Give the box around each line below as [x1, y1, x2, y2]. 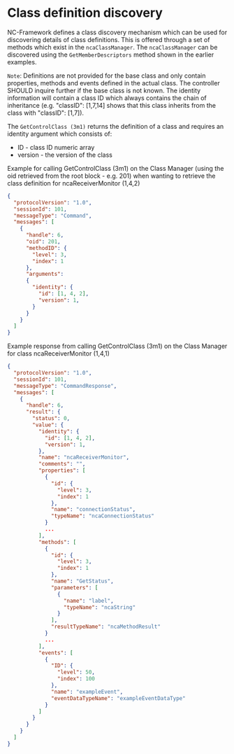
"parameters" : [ [51, 584, 98, 591]
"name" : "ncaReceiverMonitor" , [38, 454, 130, 461]
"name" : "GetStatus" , [51, 578, 114, 585]
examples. [7, 57, 37, 66]
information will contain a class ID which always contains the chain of [7, 93, 207, 102]
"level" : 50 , [57, 669, 96, 676]
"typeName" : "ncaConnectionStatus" [51, 512, 155, 519]
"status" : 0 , [32, 415, 71, 422]
